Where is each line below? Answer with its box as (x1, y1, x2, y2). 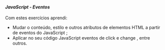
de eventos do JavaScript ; (12, 30, 68, 36)
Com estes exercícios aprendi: (5, 15, 68, 21)
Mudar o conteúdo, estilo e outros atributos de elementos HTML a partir (12, 25, 161, 31)
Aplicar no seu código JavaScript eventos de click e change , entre (12, 35, 151, 41)
